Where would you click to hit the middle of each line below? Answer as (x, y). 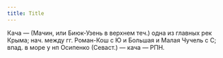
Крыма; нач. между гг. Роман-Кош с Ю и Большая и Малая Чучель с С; (112, 40)
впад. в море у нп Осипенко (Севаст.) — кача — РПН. (86, 47)
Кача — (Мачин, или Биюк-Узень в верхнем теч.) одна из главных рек (110, 33)
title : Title (26, 13)
